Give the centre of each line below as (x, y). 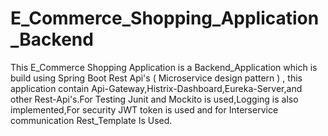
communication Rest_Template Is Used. (91, 120)
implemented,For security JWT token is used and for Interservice (144, 109)
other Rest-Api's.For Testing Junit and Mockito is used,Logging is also (154, 99)
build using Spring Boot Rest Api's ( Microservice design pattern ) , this (156, 78)
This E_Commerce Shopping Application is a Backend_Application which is (164, 67)
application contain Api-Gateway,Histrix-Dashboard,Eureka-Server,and (156, 88)
